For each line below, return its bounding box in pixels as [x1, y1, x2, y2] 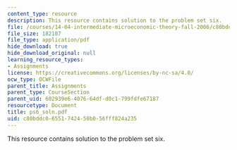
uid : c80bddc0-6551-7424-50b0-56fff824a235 [7, 115, 138, 122]
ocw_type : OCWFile [7, 75, 61, 83]
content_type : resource [7, 10, 78, 18]
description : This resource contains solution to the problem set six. [7, 17, 222, 24]
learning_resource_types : [7, 56, 83, 63]
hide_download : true [7, 43, 68, 50]
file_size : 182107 [7, 30, 61, 37]
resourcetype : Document [7, 102, 78, 109]
